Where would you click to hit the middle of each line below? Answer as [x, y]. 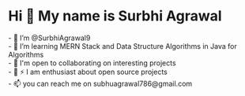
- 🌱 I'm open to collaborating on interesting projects [92, 63]
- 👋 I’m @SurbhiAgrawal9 [49, 38]
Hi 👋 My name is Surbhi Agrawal [115, 16]
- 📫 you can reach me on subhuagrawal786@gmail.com [100, 83]
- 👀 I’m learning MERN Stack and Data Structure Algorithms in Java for [122, 46]
